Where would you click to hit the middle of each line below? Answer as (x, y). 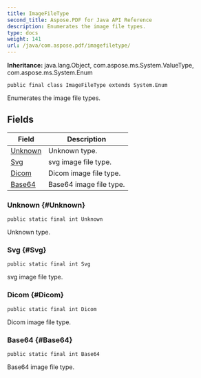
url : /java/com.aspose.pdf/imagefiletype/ (69, 46)
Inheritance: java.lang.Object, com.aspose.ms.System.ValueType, (100, 65)
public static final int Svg (49, 264)
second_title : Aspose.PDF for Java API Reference (80, 20)
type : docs (23, 33)
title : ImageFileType (38, 13)
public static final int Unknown (55, 219)
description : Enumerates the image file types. (77, 26)
